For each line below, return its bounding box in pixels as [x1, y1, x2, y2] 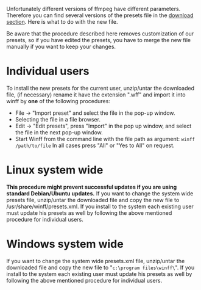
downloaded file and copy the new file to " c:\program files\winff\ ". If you [6, 264, 195, 271]
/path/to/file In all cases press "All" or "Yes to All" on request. [15, 142, 175, 149]
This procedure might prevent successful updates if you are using [6, 183, 177, 190]
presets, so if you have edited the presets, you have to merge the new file [6, 37, 191, 43]
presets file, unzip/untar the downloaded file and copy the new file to [6, 196, 180, 203]
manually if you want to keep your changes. [6, 43, 116, 50]
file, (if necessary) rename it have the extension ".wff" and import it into [6, 91, 186, 98]
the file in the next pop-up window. [15, 128, 103, 136]
